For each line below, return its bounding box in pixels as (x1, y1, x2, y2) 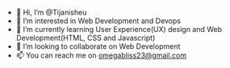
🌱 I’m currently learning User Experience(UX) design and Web (15, 25, 223, 34)
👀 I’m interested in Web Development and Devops (15, 16, 182, 26)
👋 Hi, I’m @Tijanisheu (15, 8, 87, 17)
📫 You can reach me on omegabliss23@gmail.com (15, 50, 187, 60)
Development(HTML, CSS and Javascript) (15, 33, 156, 42)
